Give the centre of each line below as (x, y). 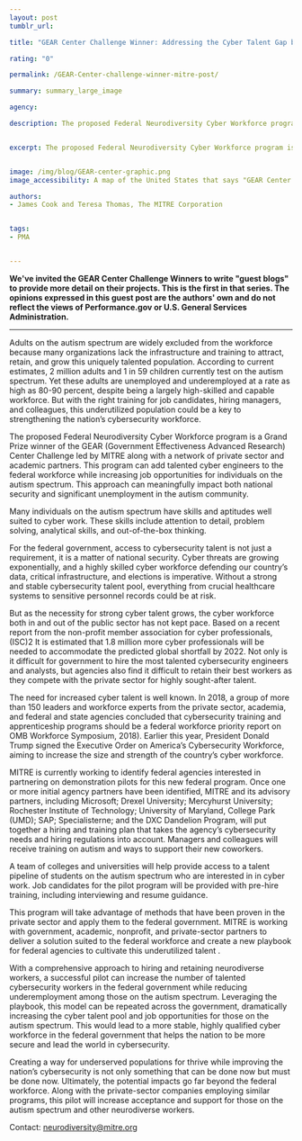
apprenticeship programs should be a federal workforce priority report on (145, 726)
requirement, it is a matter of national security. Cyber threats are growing (144, 557)
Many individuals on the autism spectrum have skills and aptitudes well (141, 511)
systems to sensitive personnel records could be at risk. (113, 596)
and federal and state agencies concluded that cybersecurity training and (145, 716)
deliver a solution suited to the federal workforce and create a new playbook (151, 940)
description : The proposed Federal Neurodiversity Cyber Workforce (138, 123)
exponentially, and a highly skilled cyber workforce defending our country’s (149, 567)
